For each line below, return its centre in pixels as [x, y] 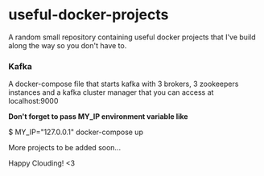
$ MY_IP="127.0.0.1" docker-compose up [76, 132]
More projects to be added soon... [65, 148]
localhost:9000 [33, 101]
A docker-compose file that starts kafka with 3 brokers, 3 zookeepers [124, 84]
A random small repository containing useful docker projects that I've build [132, 37]
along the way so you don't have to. [68, 45]
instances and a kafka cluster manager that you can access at [111, 92]
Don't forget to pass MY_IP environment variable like [98, 117]
